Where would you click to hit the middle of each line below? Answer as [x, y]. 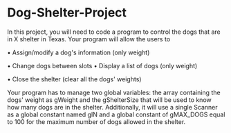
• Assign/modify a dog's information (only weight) [78, 52]
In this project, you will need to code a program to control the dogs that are [114, 32]
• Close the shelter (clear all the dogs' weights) [74, 79]
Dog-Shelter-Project [67, 13]
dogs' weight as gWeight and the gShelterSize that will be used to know [110, 100]
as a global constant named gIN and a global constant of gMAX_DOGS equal [116, 114]
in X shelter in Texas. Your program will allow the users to [89, 39]
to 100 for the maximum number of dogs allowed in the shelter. [96, 121]
